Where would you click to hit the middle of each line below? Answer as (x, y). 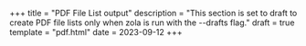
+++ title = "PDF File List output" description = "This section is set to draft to (153, 13)
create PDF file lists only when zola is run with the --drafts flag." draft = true (152, 23)
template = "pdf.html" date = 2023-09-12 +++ (96, 32)
